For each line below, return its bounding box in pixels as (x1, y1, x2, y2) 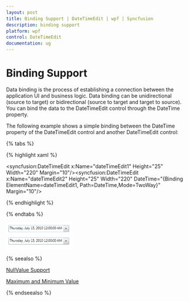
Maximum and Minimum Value (6, 277, 79, 285)
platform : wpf (6, 28, 41, 34)
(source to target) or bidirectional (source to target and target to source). (6, 98, 182, 105)
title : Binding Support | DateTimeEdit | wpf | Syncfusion (6, 15, 154, 22)
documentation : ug (6, 41, 51, 46)
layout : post (6, 9, 38, 15)
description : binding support (6, 22, 80, 28)
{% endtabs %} (6, 210, 43, 218)
